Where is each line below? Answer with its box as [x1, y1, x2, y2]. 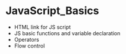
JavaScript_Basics [5, 4, 99, 18]
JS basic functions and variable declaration [14, 29, 121, 36]
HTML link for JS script [14, 23, 71, 31]
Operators [14, 36, 39, 43]
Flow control [14, 42, 45, 49]
